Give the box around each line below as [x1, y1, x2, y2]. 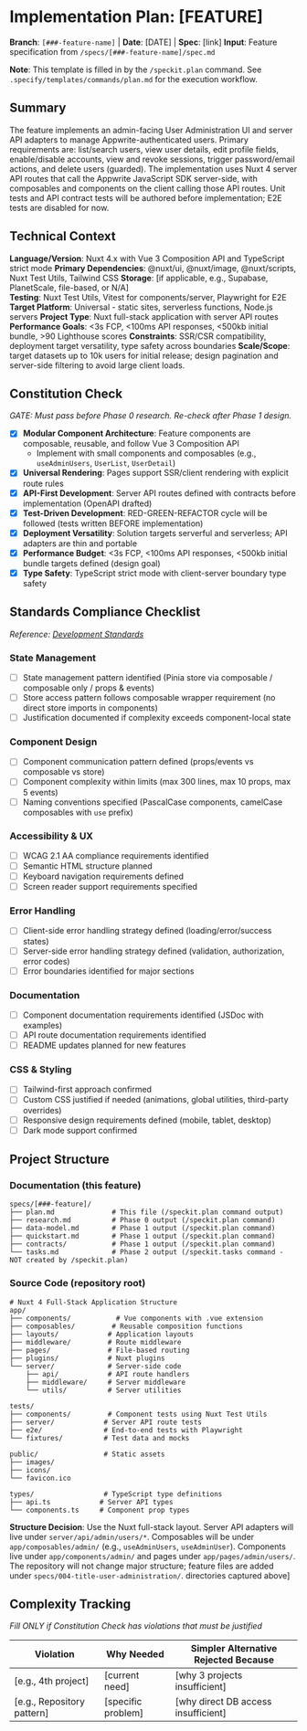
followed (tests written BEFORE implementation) [22, 518, 204, 529]
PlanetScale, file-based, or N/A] [9, 281, 130, 293]
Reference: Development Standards [9, 628, 144, 639]
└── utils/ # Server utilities [26, 1386, 182, 1395]
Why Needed [106, 1648, 164, 1661]
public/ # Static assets [9, 1450, 166, 1459]
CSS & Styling [9, 1063, 72, 1076]
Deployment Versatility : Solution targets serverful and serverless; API [22, 527, 288, 538]
